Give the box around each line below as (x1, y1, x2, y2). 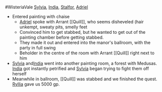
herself (12, 71, 27, 76)
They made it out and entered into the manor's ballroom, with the (19, 40, 151, 46)
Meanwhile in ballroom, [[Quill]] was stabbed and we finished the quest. (12, 76, 158, 82)
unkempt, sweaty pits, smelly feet (19, 24, 88, 30)
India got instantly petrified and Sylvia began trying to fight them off (12, 66, 149, 71)
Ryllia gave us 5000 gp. (12, 81, 60, 87)
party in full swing (19, 45, 56, 50)
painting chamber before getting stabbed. (19, 34, 104, 40)
